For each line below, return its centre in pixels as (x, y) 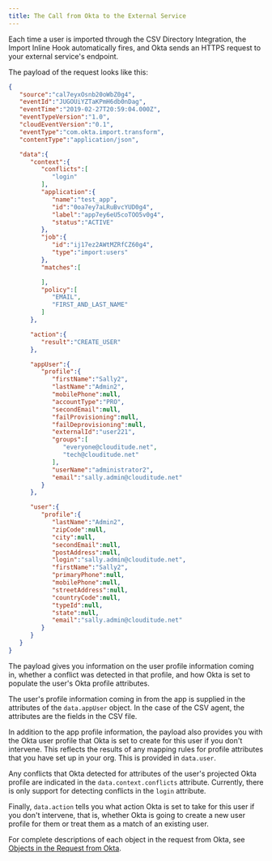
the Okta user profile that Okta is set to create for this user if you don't (125, 740)
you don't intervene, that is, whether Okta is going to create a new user (127, 815)
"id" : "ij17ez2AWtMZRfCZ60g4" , (102, 245)
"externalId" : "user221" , (93, 432)
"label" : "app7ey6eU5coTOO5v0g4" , (108, 215)
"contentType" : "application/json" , (79, 140)
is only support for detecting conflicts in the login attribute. (107, 790)
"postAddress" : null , (86, 553)
